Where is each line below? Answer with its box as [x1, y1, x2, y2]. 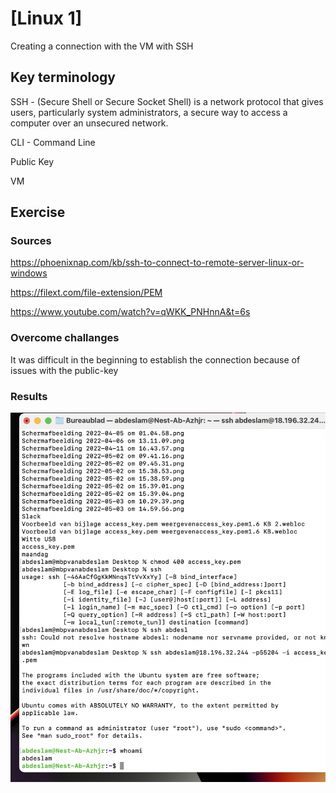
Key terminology [10, 69, 117, 86]
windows [10, 267, 48, 279]
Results [10, 389, 48, 403]
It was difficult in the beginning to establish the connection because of [10, 353, 301, 366]
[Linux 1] [10, 7, 83, 30]
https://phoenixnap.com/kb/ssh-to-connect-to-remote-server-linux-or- [10, 257, 305, 269]
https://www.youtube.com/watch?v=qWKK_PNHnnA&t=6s [10, 306, 251, 318]
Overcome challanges [10, 331, 120, 345]
